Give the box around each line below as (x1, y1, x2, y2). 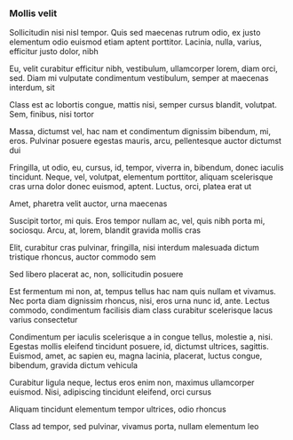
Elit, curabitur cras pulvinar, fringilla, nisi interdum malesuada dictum (9, 243, 259, 253)
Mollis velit (9, 7, 58, 20)
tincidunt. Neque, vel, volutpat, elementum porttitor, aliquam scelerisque (9, 172, 273, 182)
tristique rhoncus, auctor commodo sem (9, 252, 156, 262)
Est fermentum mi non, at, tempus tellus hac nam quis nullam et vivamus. (9, 286, 277, 297)
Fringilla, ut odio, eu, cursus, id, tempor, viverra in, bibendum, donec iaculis (9, 163, 284, 173)
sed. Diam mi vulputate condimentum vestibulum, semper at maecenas (9, 73, 269, 84)
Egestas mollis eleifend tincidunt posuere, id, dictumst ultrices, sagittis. (9, 341, 269, 352)
